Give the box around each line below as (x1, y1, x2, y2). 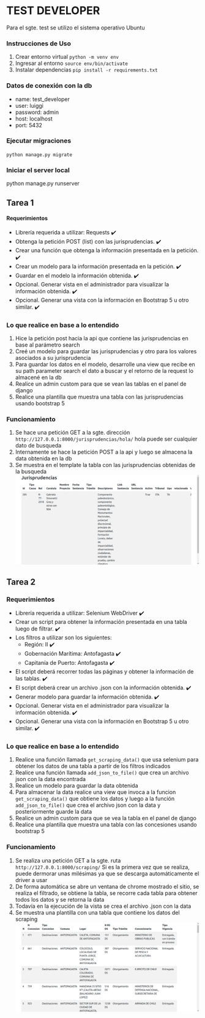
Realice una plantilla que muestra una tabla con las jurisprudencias (15, 393, 184, 401)
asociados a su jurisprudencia (15, 354, 91, 362)
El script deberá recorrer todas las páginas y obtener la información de (15, 668, 194, 675)
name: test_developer (15, 95, 70, 103)
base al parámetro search (15, 341, 80, 349)
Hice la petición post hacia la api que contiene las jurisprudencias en (15, 335, 188, 342)
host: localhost (15, 114, 53, 122)
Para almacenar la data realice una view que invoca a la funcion (15, 788, 176, 796)
